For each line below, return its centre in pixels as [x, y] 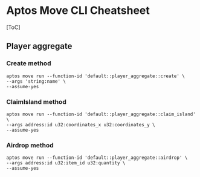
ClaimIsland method [36, 101]
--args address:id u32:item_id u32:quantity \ [66, 163]
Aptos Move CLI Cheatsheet [78, 11]
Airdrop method [30, 145]
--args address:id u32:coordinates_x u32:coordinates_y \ [81, 124]
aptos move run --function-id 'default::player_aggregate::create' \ [96, 76]
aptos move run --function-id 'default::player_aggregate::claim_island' [101, 114]
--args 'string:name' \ [36, 81]
